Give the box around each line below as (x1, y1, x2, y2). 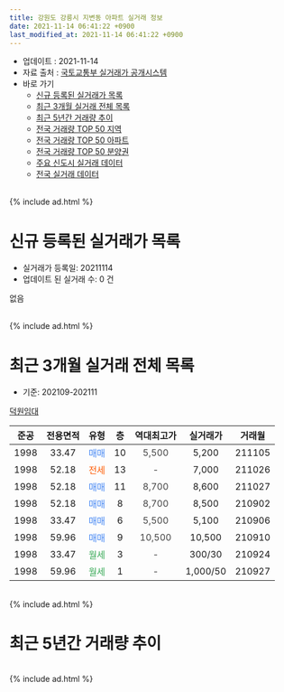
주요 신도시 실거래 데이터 (35, 157, 124, 168)
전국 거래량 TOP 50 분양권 (35, 146, 129, 157)
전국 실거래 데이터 (35, 169, 99, 180)
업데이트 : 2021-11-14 (22, 56, 99, 67)
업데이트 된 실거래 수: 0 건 (22, 274, 115, 285)
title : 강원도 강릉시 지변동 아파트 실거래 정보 (9, 13, 163, 23)
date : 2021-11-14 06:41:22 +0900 (9, 22, 135, 31)
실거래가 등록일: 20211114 (22, 263, 114, 274)
